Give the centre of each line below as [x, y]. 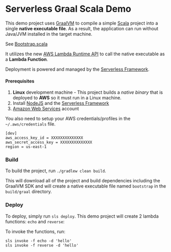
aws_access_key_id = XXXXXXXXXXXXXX [44, 138]
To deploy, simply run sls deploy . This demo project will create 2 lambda [82, 216]
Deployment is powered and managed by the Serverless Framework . [77, 69]
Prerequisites [20, 81]
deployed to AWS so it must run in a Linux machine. [67, 98]
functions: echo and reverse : [35, 221]
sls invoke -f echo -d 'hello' [39, 241]
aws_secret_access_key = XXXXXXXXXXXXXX [49, 142]
